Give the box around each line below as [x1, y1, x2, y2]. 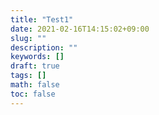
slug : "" [10, 33, 47, 43]
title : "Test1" [10, 14, 74, 25]
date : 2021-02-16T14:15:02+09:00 [10, 24, 150, 34]
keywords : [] [10, 52, 65, 62]
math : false [10, 80, 60, 90]
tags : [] [10, 71, 47, 81]
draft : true [10, 61, 60, 71]
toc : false [10, 89, 56, 99]
